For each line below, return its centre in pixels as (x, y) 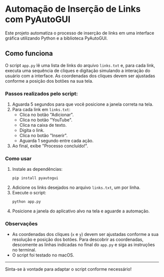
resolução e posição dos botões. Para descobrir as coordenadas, (78, 240)
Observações (21, 224)
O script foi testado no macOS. (43, 255)
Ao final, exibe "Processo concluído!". (50, 146)
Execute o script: (29, 193)
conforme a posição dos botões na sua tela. (49, 81)
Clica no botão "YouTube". (46, 120)
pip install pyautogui (35, 178)
